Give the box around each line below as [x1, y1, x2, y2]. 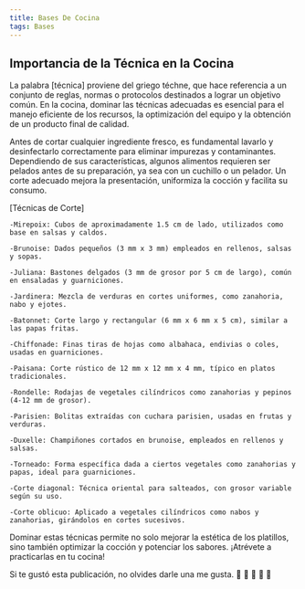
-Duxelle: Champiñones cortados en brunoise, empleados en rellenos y [9, 436, 284, 446]
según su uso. [9, 492, 64, 501]
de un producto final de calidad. [9, 119, 130, 130]
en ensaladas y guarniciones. [9, 276, 125, 286]
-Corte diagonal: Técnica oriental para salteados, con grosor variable [9, 484, 292, 493]
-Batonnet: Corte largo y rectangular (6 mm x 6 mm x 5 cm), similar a [9, 316, 288, 325]
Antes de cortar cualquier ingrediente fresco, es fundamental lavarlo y [9, 136, 274, 147]
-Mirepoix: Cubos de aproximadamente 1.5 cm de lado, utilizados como [9, 220, 284, 229]
